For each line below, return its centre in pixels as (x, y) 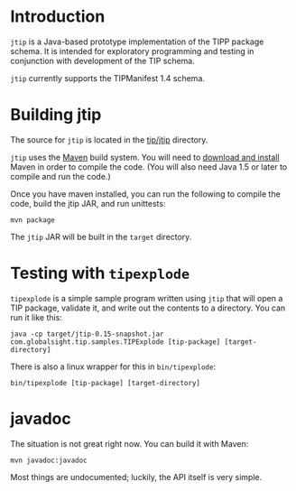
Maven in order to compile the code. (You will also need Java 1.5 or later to (149, 167)
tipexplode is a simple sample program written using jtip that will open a (147, 298)
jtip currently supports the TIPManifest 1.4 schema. (108, 78)
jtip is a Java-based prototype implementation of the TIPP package (137, 42)
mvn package (32, 220)
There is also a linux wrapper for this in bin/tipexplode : (113, 366)
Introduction (58, 17)
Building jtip (56, 115)
